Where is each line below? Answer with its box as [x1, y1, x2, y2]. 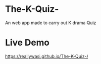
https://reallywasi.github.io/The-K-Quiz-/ [5, 53, 88, 59]
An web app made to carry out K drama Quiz [5, 20, 97, 26]
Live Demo [5, 37, 50, 48]
